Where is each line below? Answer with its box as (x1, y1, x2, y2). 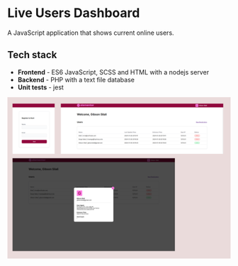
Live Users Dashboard (7, 5, 140, 21)
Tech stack (7, 49, 57, 61)
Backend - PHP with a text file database (17, 75, 135, 84)
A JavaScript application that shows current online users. (7, 28, 175, 37)
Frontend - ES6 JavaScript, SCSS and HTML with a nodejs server (17, 67, 210, 76)
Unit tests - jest (17, 83, 64, 92)
